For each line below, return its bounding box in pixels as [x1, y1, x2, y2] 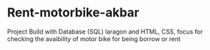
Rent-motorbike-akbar [7, 5, 140, 21]
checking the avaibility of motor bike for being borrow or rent [7, 34, 181, 42]
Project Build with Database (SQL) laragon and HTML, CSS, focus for [7, 27, 203, 36]
